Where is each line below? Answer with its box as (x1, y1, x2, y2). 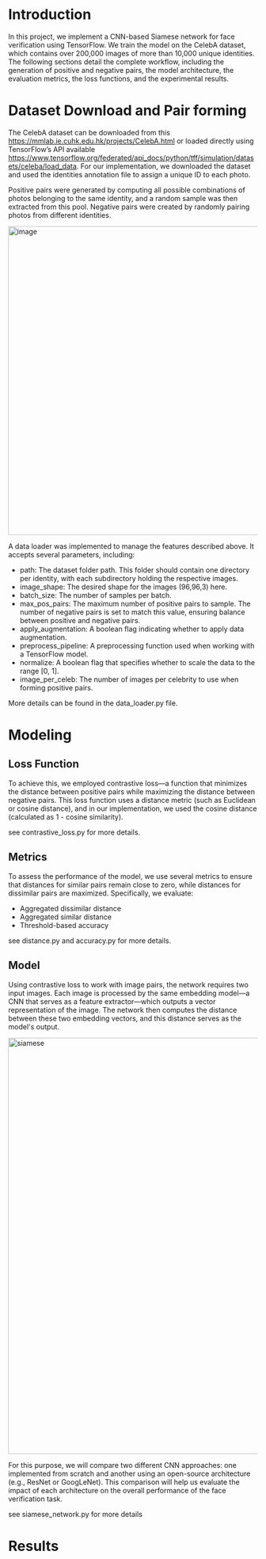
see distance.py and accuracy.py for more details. (8, 936, 172, 945)
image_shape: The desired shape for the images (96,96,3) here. (19, 582, 228, 591)
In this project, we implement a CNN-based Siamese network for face (8, 32, 235, 41)
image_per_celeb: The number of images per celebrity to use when (19, 675, 239, 684)
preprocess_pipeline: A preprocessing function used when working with (19, 641, 255, 650)
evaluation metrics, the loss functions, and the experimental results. (8, 74, 230, 83)
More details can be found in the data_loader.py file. (8, 698, 178, 708)
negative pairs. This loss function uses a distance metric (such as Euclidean (8, 795, 256, 804)
